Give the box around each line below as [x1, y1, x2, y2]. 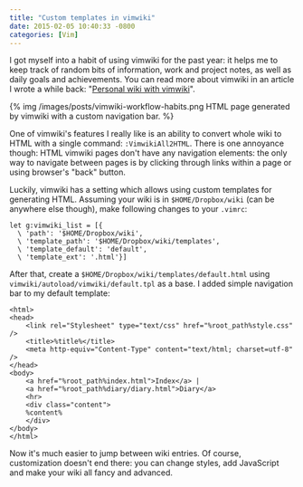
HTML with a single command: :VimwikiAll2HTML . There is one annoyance [9, 138, 285, 149]
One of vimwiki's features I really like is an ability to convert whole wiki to [9, 129, 282, 139]
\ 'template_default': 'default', [17, 245, 147, 254]
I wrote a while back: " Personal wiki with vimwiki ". [9, 83, 196, 95]
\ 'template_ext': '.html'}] [17, 253, 128, 263]
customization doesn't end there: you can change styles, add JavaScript [9, 458, 279, 469]
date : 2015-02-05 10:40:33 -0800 [9, 22, 136, 31]
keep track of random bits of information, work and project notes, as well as [9, 64, 292, 75]
